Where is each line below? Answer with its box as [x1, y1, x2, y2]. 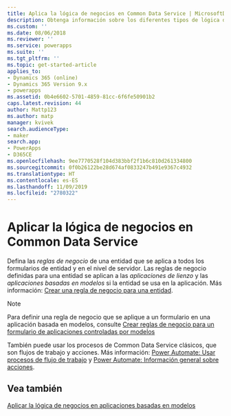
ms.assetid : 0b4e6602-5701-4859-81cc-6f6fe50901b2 [7, 94, 155, 101]
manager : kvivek [7, 119, 54, 126]
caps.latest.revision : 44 [7, 100, 81, 107]
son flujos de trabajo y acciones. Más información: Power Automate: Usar [7, 348, 216, 357]
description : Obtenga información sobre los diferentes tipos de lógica [7, 17, 220, 23]
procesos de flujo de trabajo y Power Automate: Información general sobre [7, 356, 219, 364]
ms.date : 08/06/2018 [7, 29, 67, 37]
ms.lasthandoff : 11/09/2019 [7, 184, 88, 190]
